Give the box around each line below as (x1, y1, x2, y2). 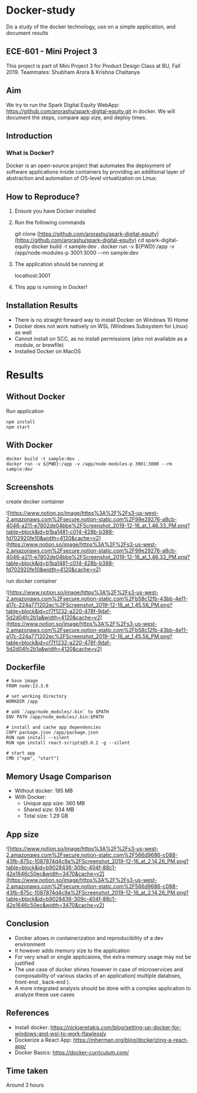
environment (14, 941, 46, 948)
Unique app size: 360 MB (23, 800, 85, 807)
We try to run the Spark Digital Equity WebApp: (6, 101, 120, 108)
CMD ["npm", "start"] (6, 756, 59, 762)
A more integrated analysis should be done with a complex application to (14, 984, 191, 991)
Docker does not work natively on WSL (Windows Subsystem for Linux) (14, 323, 188, 330)
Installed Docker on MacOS (14, 347, 81, 354)
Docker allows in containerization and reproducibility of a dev (14, 934, 163, 941)
